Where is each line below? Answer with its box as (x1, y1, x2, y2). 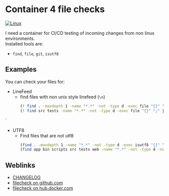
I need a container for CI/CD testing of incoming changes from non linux (5, 30, 155, 36)
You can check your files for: (5, 78, 65, 84)
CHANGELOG (12, 174, 41, 180)
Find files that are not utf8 (20, 132, 74, 138)
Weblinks (5, 161, 35, 170)
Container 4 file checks (5, 4, 105, 15)
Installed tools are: (5, 40, 44, 46)
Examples (5, 65, 37, 74)
